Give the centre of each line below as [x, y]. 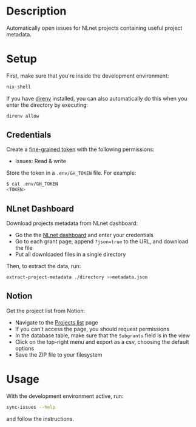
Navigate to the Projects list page [56, 322]
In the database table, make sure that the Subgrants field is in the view [102, 335]
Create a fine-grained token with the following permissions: [80, 149]
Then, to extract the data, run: [44, 266]
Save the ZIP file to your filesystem [59, 355]
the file [24, 248]
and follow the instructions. [40, 419]
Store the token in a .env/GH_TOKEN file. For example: [71, 173]
